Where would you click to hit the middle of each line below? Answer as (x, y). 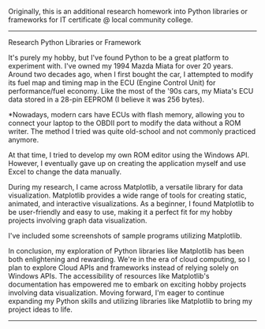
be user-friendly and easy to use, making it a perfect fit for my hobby (120, 212)
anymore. (24, 140)
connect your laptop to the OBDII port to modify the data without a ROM (125, 123)
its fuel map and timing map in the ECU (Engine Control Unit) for (112, 83)
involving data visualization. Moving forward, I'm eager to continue (116, 293)
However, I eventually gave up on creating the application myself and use (127, 163)
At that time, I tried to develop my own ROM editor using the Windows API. (129, 155)
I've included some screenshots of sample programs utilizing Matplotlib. (125, 236)
